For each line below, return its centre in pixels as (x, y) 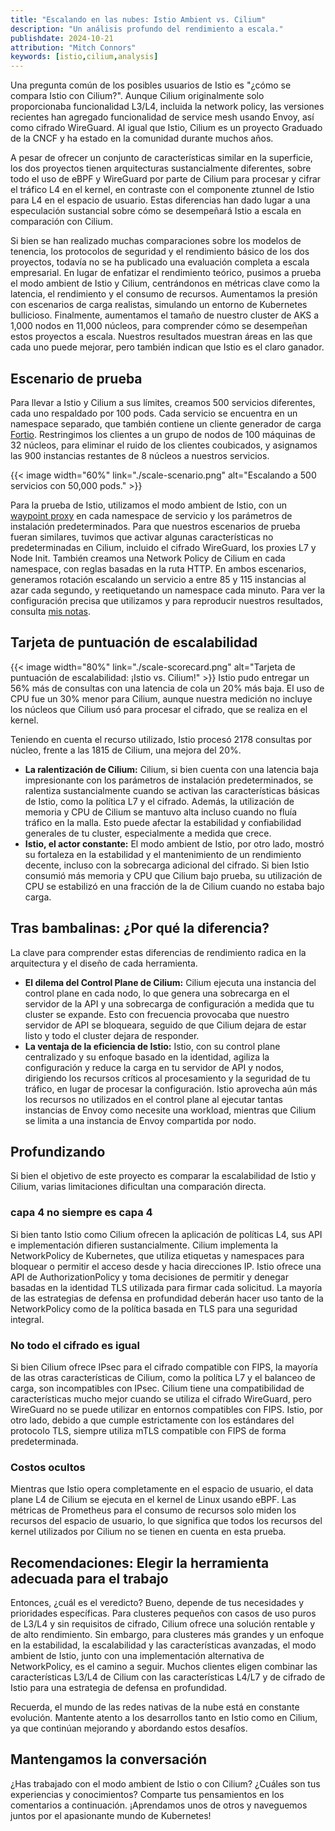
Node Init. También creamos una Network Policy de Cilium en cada (148, 558)
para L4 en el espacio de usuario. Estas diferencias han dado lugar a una (160, 200)
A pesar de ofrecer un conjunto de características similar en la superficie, (161, 158)
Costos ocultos (48, 1467)
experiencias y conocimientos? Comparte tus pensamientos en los (147, 1794)
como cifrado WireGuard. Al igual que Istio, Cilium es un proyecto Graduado (166, 128)
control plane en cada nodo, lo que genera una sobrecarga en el (157, 993)
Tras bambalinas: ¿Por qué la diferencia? (140, 928)
